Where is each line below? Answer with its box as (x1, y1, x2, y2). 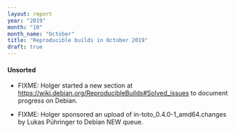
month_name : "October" (7, 30, 75, 38)
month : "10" (7, 23, 43, 31)
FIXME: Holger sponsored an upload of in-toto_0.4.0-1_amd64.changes (17, 110, 226, 119)
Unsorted (7, 65, 36, 74)
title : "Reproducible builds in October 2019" (7, 37, 148, 44)
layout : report (7, 10, 53, 18)
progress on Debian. (17, 97, 78, 105)
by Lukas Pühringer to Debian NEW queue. (17, 118, 144, 127)
